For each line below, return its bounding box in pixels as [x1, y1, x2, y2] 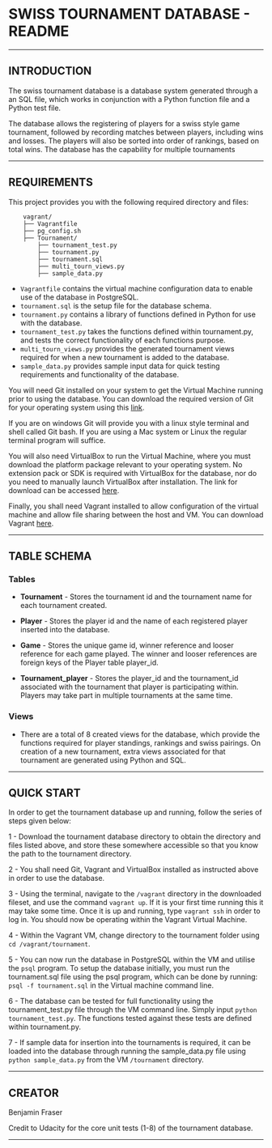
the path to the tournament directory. [8, 849, 132, 859]
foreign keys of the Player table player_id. [19, 657, 159, 668]
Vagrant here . [8, 518, 54, 528]
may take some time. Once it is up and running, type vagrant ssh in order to [8, 906, 261, 916]
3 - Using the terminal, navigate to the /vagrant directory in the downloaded [8, 889, 261, 899]
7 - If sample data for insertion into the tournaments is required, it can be [8, 1038, 251, 1048]
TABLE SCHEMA [8, 549, 92, 563]
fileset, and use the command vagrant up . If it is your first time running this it [8, 898, 264, 908]
